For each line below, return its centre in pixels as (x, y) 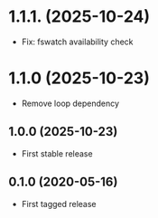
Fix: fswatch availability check (77, 42)
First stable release (57, 153)
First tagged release (59, 204)
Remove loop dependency (70, 103)
